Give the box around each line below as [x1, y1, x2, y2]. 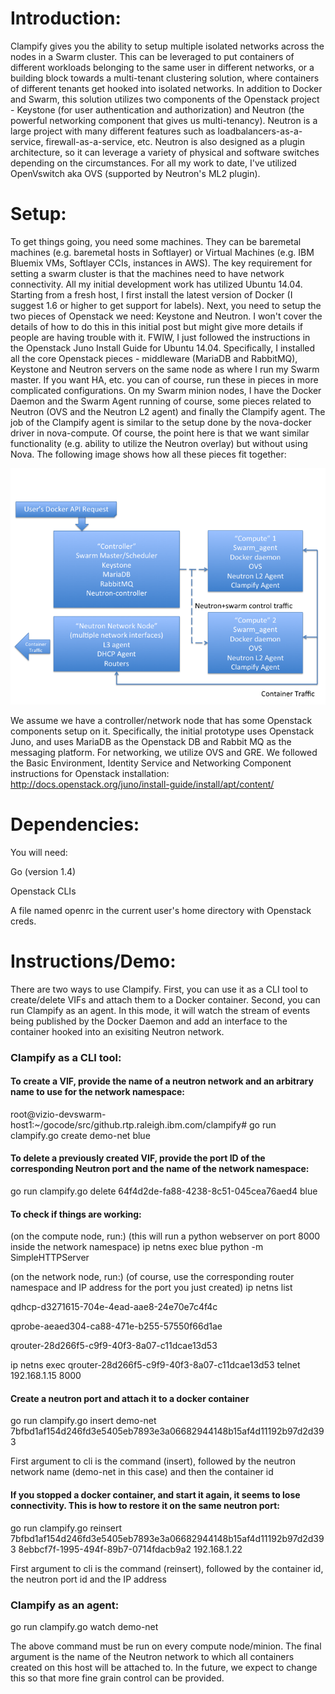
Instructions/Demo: [10, 950, 177, 972]
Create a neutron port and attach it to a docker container [10, 1392, 250, 1404]
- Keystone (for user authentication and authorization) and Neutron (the [10, 103, 305, 116]
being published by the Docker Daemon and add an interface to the [10, 1015, 288, 1027]
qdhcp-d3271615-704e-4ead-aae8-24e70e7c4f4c [10, 1301, 218, 1313]
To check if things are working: [10, 1208, 142, 1220]
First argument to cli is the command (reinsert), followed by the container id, [10, 1562, 324, 1574]
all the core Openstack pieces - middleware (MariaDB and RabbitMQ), [10, 352, 298, 364]
